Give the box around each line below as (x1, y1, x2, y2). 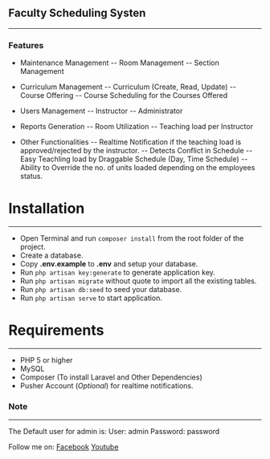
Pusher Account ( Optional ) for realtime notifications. (19, 380, 194, 390)
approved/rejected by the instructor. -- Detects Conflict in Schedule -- (19, 146, 253, 156)
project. (19, 242, 46, 252)
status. (19, 172, 43, 181)
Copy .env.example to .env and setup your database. (19, 259, 198, 269)
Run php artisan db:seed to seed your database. (19, 285, 182, 294)
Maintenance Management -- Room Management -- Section (19, 58, 219, 67)
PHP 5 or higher (19, 355, 73, 364)
